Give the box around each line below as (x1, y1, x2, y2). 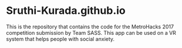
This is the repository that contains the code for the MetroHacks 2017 (6, 23, 174, 30)
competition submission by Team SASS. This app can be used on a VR (6, 29, 176, 36)
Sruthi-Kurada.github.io (6, 4, 126, 17)
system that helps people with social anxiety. (6, 35, 115, 42)
